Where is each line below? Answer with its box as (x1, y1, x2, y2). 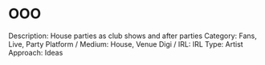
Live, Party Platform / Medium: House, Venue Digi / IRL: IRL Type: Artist (8, 39, 243, 48)
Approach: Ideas (8, 48, 63, 57)
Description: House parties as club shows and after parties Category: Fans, (8, 31, 257, 40)
